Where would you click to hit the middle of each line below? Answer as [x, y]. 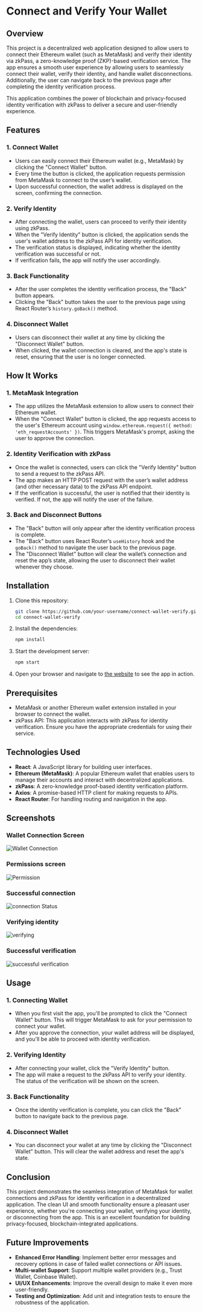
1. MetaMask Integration [42, 393]
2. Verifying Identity [36, 1055]
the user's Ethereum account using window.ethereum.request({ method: [104, 426]
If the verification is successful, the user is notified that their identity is [102, 493]
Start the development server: [52, 651]
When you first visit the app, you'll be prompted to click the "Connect [101, 1014]
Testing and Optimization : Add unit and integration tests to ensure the [103, 1296]
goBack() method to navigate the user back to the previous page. [96, 547]
